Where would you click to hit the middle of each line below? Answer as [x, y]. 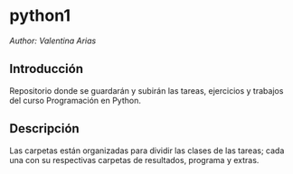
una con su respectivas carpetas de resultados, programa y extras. [134, 160]
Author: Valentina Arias [53, 41]
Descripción [44, 128]
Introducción [47, 69]
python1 [40, 16]
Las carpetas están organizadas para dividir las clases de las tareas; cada [147, 151]
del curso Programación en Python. [76, 100]
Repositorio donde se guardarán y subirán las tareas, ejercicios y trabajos [146, 90]
